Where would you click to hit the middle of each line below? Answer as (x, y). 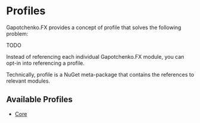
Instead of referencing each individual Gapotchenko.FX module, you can (95, 56)
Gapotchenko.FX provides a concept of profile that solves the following (94, 27)
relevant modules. (28, 81)
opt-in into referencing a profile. (45, 63)
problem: (17, 33)
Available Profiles (39, 100)
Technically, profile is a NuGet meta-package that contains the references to (100, 74)
